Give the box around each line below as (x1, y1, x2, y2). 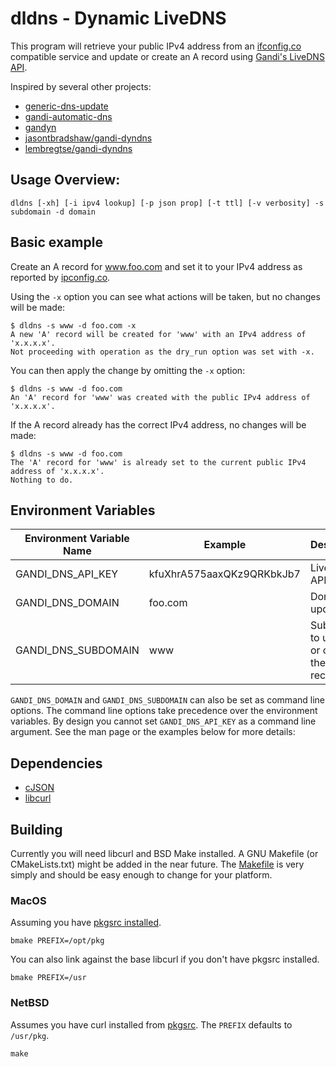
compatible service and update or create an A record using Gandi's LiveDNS (10, 50, 325, 62)
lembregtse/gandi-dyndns (24, 142, 133, 154)
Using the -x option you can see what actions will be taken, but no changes (10, 290, 321, 302)
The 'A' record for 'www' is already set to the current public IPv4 (10, 457, 307, 467)
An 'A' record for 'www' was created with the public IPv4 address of (10, 392, 311, 402)
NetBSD (10, 996, 50, 1010)
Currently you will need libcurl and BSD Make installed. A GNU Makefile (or (10, 848, 319, 859)
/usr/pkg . (10, 1029, 50, 1041)
